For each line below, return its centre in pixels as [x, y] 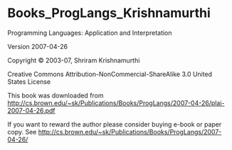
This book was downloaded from [56, 95]
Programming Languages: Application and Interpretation [90, 33]
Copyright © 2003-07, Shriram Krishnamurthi [74, 60]
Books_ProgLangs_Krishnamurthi [109, 13]
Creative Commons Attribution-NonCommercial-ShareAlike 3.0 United [110, 74]
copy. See [22, 132]
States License [29, 81]
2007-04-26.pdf [31, 110]
